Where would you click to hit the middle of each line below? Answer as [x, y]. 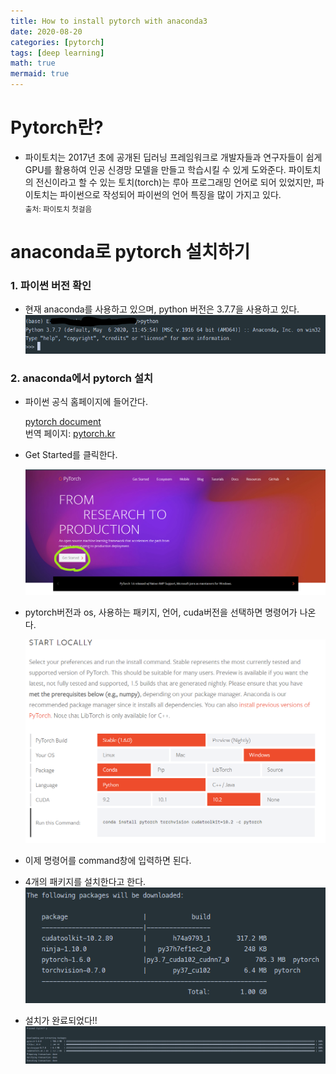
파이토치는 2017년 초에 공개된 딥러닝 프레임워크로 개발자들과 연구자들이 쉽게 [173, 157]
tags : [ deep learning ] [57, 53]
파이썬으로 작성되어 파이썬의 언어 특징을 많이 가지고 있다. [170, 194]
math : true [33, 63]
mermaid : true [40, 74]
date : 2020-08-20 [46, 31]
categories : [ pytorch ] [57, 42]
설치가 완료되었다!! [61, 1021]
